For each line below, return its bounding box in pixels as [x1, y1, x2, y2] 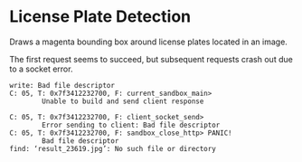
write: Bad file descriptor [9, 81, 116, 90]
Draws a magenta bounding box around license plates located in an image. [9, 36, 288, 47]
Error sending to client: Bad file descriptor [42, 120, 221, 129]
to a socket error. [9, 63, 73, 74]
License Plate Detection [9, 6, 192, 27]
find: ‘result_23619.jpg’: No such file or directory [9, 144, 217, 153]
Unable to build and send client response [42, 97, 204, 106]
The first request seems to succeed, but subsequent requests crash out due [9, 53, 294, 64]
